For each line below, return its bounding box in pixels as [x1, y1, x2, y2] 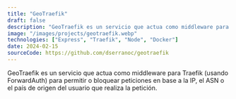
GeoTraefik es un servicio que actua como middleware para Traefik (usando [7, 68, 228, 77]
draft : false [7, 17, 46, 24]
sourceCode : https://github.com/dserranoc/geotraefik [7, 50, 170, 57]
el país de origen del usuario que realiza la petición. [7, 84, 158, 92]
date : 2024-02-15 [7, 43, 59, 50]
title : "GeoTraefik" [7, 10, 69, 18]
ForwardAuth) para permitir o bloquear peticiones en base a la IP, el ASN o [7, 76, 225, 84]
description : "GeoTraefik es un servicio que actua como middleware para [7, 23, 230, 30]
